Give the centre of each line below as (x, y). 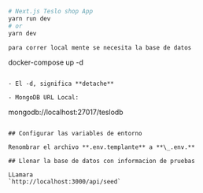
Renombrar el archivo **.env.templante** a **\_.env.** (101, 147)
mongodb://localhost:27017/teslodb (66, 112)
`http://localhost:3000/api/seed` (65, 182)
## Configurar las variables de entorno (76, 134)
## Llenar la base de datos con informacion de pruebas (101, 161)
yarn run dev (30, 19)
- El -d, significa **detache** (61, 84)
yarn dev (22, 33)
